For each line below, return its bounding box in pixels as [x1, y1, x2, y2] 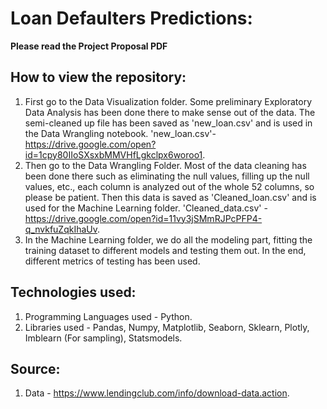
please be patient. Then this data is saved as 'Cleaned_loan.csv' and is [24, 191, 317, 203]
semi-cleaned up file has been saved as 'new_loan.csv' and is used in [24, 117, 313, 129]
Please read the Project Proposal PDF [10, 40, 168, 52]
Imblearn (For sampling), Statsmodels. [24, 332, 183, 344]
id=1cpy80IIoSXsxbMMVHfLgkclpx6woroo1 [24, 148, 203, 161]
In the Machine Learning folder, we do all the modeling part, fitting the [24, 233, 313, 246]
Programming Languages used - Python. [24, 310, 193, 322]
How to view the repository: [10, 69, 187, 86]
